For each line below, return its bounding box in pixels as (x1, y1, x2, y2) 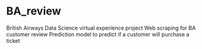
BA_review (6, 4, 62, 18)
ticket (6, 37, 21, 44)
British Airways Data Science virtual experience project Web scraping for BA (6, 24, 196, 31)
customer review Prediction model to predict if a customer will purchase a (6, 30, 190, 38)
